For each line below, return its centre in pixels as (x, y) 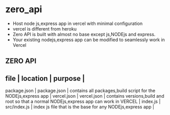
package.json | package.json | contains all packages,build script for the (80, 91)
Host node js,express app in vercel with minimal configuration (78, 23)
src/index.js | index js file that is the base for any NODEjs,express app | (80, 107)
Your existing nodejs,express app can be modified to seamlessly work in (89, 40)
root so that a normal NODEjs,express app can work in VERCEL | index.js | (83, 102)
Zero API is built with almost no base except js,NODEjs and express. (84, 34)
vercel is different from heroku (44, 28)
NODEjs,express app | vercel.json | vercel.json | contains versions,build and (85, 96)
